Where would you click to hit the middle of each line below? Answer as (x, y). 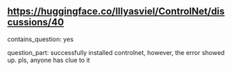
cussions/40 (36, 23)
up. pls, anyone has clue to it (49, 60)
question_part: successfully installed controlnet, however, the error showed (116, 52)
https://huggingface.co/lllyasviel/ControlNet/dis (116, 11)
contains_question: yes (40, 39)
